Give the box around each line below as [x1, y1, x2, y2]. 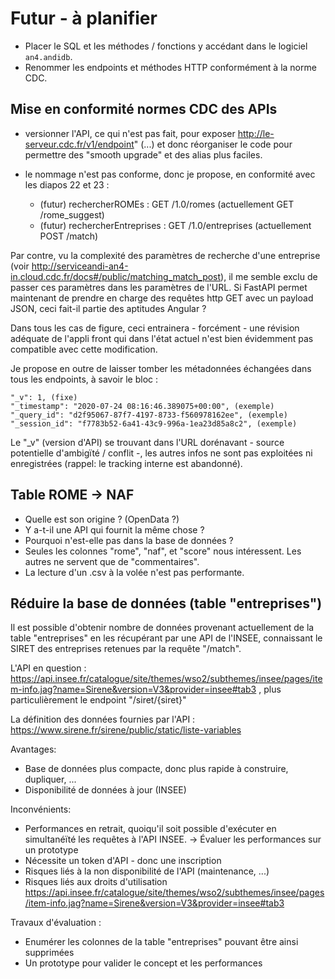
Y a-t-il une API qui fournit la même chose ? [24, 523, 205, 536]
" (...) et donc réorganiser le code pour [133, 138, 293, 150]
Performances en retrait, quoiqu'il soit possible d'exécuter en [24, 823, 277, 835]
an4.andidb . [24, 50, 73, 62]
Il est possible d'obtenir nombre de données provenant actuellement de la [10, 622, 315, 634]
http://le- [237, 127, 275, 139]
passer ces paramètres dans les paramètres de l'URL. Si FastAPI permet [10, 281, 308, 293]
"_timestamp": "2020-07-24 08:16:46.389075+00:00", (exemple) [10, 401, 275, 411]
